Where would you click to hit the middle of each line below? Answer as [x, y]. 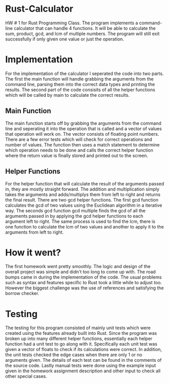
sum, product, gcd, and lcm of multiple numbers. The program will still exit [82, 33]
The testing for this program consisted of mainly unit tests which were [78, 328]
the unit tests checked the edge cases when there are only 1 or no [74, 355]
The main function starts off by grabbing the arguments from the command [83, 123]
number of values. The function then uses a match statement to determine [82, 144]
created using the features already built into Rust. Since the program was [81, 333]
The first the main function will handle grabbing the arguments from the [79, 79]
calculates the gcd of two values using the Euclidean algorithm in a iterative [84, 205]
